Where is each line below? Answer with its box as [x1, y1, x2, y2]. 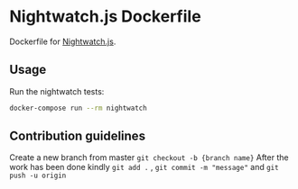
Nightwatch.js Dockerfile [9, 6, 201, 27]
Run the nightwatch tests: [9, 85, 105, 96]
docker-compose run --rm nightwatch [9, 103, 147, 112]
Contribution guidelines [9, 129, 146, 144]
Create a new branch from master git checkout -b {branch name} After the [9, 152, 289, 163]
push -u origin [9, 171, 67, 181]
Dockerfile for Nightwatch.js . [9, 36, 116, 47]
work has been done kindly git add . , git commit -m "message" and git [9, 162, 279, 173]
